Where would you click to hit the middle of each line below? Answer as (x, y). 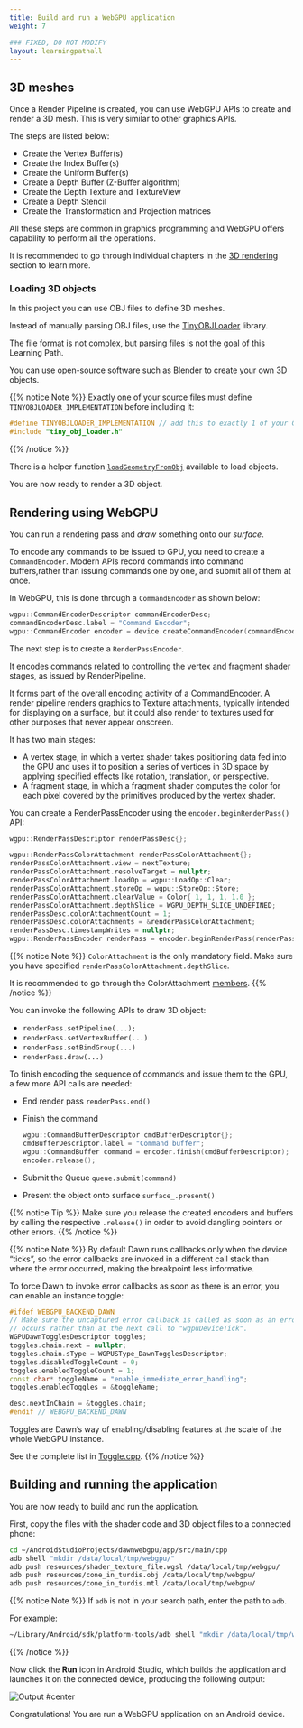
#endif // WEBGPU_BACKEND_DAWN (68, 1412)
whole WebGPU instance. (57, 1439)
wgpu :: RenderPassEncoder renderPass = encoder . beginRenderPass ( (133, 939)
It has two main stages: (53, 739)
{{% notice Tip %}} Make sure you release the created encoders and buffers (151, 1212)
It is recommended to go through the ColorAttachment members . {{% (138, 984)
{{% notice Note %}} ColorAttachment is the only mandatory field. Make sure (151, 956)
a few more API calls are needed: (71, 1084)
